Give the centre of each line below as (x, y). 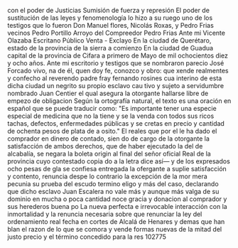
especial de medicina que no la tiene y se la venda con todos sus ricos (111, 116)
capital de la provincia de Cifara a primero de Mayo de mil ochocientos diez (118, 55)
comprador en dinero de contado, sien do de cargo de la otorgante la (108, 139)
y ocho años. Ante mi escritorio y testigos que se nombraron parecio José (116, 63)
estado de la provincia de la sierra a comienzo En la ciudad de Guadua (110, 48)
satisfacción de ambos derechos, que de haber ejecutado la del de (105, 146)
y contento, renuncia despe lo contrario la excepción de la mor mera (107, 176)
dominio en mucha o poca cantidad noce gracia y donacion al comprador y (117, 199)
